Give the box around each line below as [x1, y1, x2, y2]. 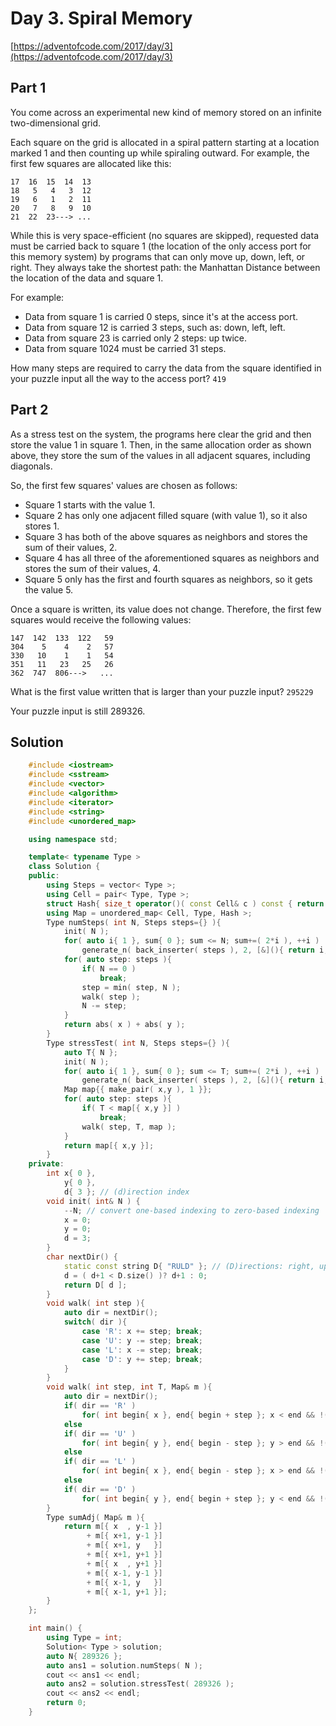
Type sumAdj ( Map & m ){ [46, 1512, 145, 1522]
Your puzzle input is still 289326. [10, 705, 146, 717]
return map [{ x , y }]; [63, 1140, 155, 1151]
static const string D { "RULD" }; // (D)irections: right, [63, 1261, 315, 1271]
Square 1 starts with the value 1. [24, 498, 156, 511]
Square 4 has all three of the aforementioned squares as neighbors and [24, 552, 320, 564]
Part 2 [10, 402, 49, 419]
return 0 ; [46, 1698, 87, 1708]
